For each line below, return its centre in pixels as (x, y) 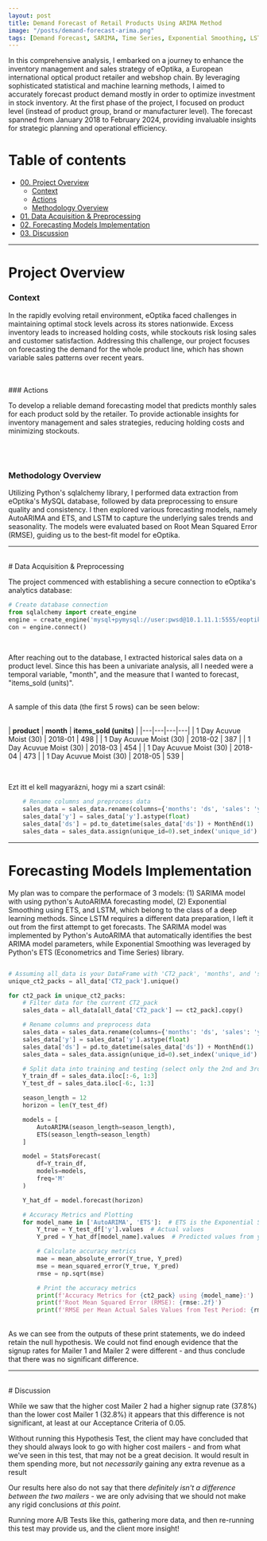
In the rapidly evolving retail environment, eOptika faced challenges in (122, 315)
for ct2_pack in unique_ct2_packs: (67, 996)
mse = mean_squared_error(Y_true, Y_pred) (108, 1266)
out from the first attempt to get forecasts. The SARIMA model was (118, 927)
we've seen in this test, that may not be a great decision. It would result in (129, 1456)
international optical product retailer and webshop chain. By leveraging (124, 77)
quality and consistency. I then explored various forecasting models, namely (133, 509)
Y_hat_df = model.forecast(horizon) (83, 1200)
